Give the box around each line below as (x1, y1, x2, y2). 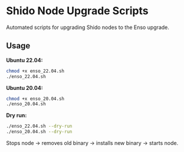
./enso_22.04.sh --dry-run (6, 123, 73, 130)
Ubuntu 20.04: (6, 84, 43, 91)
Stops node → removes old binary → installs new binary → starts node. (6, 140, 179, 146)
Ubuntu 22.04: (6, 56, 43, 63)
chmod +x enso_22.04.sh (6, 68, 65, 74)
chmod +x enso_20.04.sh (6, 96, 65, 102)
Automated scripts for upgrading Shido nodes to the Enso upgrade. (6, 24, 170, 31)
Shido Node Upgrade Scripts (6, 4, 149, 18)
